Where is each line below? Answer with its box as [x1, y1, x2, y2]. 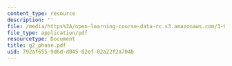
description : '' [7, 16, 54, 23]
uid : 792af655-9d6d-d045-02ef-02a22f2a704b [7, 49, 135, 56]
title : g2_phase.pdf [7, 42, 67, 49]
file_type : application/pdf [7, 29, 88, 36]
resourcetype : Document [7, 36, 76, 43]
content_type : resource [7, 10, 76, 17]
